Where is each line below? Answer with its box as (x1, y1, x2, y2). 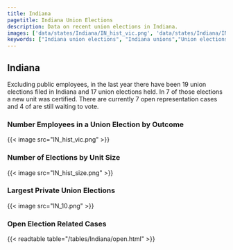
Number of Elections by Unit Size (7, 153, 121, 162)
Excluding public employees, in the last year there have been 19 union (7, 80, 207, 88)
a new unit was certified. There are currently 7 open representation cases (7, 94, 218, 103)
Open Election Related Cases (7, 219, 107, 228)
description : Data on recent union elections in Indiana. (7, 23, 178, 30)
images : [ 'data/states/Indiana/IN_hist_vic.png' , (7, 29, 154, 37)
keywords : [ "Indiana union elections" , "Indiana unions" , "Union (7, 36, 197, 43)
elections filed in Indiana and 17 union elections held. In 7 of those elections (7, 87, 223, 96)
